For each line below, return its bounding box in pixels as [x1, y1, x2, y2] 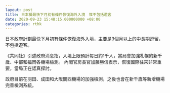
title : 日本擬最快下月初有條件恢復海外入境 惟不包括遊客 [5, 12, 112, 17]
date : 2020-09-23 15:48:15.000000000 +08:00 [5, 17, 101, 22]
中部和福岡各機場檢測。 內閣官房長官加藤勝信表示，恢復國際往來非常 [14, 59, 157, 65]
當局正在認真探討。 [14, 65, 54, 71]
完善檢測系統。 [5, 82, 36, 88]
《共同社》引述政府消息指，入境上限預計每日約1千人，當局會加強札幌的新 [5, 53, 158, 59]
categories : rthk [5, 21, 42, 27]
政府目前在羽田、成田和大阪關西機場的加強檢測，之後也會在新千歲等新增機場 [5, 76, 165, 82]
